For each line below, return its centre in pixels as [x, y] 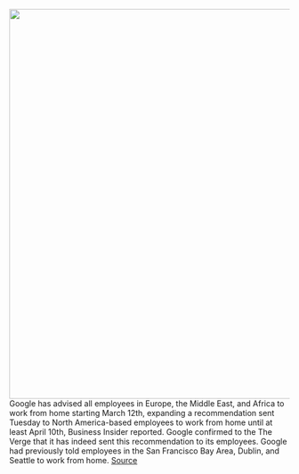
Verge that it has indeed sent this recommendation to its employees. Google [148, 441]
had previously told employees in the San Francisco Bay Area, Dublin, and [145, 451]
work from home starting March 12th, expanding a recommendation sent [142, 413]
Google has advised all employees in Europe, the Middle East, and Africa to [147, 404]
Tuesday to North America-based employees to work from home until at [141, 422]
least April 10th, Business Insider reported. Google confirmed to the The [141, 432]
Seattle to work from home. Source [73, 460]
